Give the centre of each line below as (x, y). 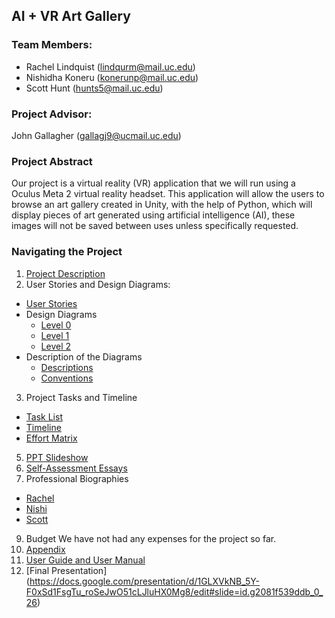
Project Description (65, 273)
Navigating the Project (67, 252)
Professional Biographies (77, 478)
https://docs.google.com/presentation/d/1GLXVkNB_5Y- (145, 581)
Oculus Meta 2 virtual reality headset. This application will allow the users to (168, 194)
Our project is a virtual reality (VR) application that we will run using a (153, 183)
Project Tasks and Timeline (81, 397)
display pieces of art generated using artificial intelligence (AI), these (153, 215)
